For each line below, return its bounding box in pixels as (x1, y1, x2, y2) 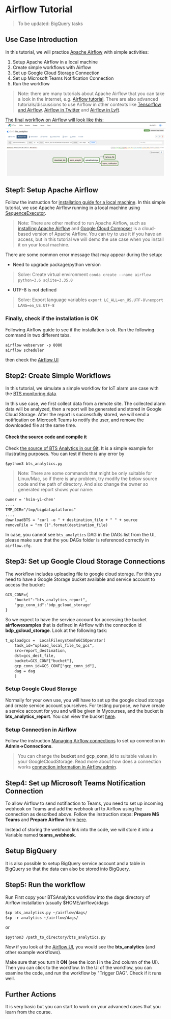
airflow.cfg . (5, 542, 32, 548)
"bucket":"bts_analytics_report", (14, 597, 88, 602)
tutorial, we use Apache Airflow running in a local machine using (5, 205, 140, 211)
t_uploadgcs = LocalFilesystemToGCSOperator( (5, 638, 106, 643)
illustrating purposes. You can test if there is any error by (5, 450, 125, 457)
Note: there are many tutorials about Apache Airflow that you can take (17, 90, 165, 97)
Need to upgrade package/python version (12, 262, 101, 268)
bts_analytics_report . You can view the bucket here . (5, 713, 116, 719)
